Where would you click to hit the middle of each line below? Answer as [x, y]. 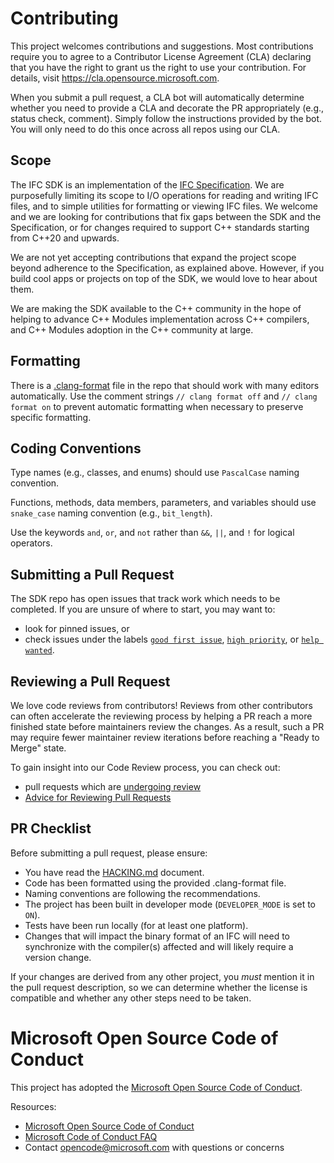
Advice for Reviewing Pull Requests [98, 797]
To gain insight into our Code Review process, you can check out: [145, 767]
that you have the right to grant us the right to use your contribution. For [158, 67]
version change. [58, 957]
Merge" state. [38, 748]
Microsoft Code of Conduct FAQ [91, 1136]
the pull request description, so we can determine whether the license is [159, 987]
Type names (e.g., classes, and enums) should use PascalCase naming [155, 473]
